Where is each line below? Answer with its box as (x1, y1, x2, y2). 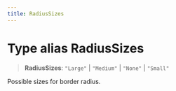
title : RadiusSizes (7, 10, 65, 17)
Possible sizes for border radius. (7, 77, 101, 85)
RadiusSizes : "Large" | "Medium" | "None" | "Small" (24, 64, 170, 72)
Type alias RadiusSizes (7, 40, 144, 56)
